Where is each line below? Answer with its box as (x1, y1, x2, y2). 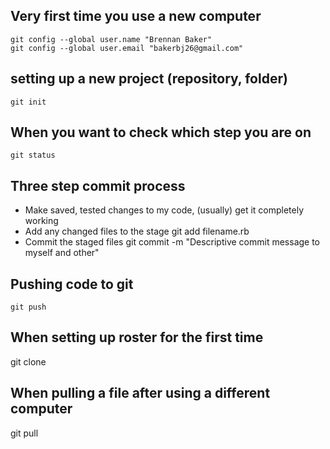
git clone (10, 355, 47, 368)
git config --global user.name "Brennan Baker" (10, 34, 213, 44)
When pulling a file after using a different (10, 385, 271, 402)
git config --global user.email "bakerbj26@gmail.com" (10, 43, 244, 53)
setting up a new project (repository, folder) (10, 70, 288, 88)
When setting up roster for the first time (10, 329, 264, 346)
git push (10, 302, 47, 313)
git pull (10, 427, 39, 439)
